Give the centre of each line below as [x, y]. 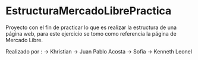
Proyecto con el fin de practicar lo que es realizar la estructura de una [91, 27]
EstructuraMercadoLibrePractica [89, 11]
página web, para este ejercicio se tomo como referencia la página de [91, 33]
